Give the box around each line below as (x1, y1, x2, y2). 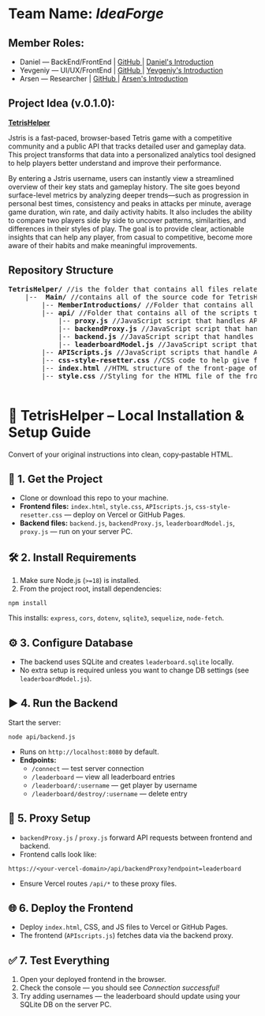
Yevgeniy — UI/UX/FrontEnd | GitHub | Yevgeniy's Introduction (19, 66, 223, 75)
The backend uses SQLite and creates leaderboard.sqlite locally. (19, 657, 234, 666)
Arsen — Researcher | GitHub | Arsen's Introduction (19, 74, 188, 83)
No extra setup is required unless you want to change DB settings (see (19, 665, 250, 675)
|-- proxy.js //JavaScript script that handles (58, 316, 246, 325)
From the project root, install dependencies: (19, 584, 162, 593)
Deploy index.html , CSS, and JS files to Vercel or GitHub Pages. (19, 922, 229, 932)
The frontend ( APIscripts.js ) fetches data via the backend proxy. (19, 931, 234, 940)
